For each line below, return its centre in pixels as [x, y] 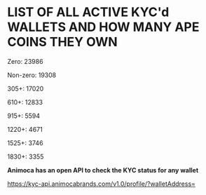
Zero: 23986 [25, 61]
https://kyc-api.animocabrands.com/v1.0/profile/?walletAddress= [102, 184]
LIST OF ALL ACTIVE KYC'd [88, 12]
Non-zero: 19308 [32, 75]
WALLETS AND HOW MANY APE [103, 27]
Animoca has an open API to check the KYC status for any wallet [103, 170]
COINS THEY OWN [62, 42]
